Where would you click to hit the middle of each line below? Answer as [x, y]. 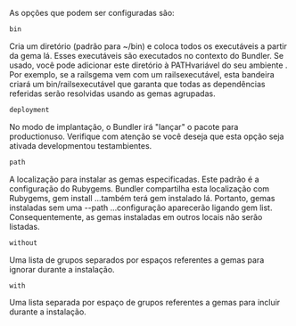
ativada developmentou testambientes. [81, 145]
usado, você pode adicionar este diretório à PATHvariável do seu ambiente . [148, 65]
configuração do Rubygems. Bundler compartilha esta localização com [140, 188]
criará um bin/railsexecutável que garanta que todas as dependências [137, 84]
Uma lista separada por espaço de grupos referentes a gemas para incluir [145, 303]
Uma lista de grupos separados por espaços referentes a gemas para [137, 260]
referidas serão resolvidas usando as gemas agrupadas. [112, 94]
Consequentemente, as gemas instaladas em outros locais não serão [136, 216]
